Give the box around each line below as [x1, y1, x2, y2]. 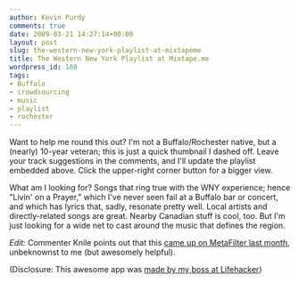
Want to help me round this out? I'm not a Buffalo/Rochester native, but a [9, 137, 277, 148]
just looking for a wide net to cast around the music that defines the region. [9, 220, 286, 231]
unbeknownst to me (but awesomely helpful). [9, 247, 176, 258]
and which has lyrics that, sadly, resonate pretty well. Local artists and [9, 201, 268, 212]
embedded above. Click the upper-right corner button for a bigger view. [9, 166, 274, 176]
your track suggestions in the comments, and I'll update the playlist [9, 156, 256, 166]
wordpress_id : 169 [9, 63, 78, 72]
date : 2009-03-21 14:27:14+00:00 [9, 29, 134, 38]
